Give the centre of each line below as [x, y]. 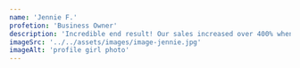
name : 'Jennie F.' [43, 17]
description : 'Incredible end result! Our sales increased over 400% [142, 34]
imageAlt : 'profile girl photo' [69, 50]
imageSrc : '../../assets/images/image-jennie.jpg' [105, 42]
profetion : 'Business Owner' [63, 26]
